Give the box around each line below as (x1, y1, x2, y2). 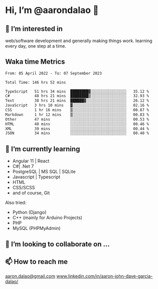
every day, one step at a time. (5, 43, 67, 49)
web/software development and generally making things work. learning (5, 38, 152, 44)
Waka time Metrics (5, 58, 65, 66)
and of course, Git (12, 190, 50, 196)
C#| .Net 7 (12, 163, 34, 169)
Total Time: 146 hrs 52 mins (5, 80, 66, 85)
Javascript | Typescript (12, 174, 61, 180)
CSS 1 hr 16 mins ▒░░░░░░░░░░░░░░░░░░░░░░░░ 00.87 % (5, 108, 149, 113)
